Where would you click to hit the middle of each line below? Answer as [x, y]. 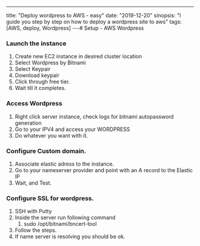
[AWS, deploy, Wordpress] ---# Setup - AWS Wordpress [75, 28]
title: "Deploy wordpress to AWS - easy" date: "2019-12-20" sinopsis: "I [94, 15]
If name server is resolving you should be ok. [70, 236]
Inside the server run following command [65, 217]
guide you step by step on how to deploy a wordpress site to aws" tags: [94, 22]
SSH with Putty [33, 211]
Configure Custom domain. [46, 151]
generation [28, 123]
